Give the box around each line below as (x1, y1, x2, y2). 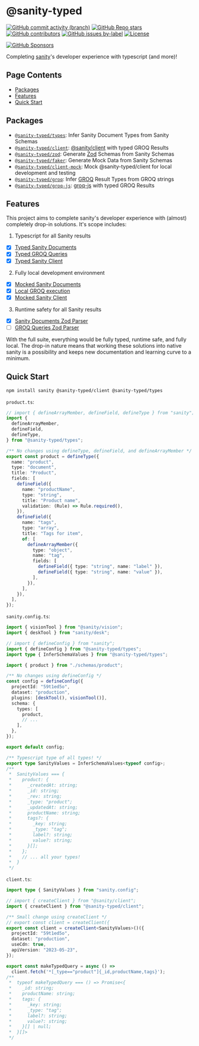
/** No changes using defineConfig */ (6, 673, 102, 679)
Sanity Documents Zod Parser (14, 317, 88, 324)
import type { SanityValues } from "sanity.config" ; (6, 887, 139, 893)
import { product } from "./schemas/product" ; (6, 662, 123, 668)
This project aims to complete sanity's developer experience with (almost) (6, 214, 187, 222)
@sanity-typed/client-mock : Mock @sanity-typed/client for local (14, 163, 172, 170)
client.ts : (6, 875, 32, 883)
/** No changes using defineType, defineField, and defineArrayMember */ (6, 448, 192, 454)
